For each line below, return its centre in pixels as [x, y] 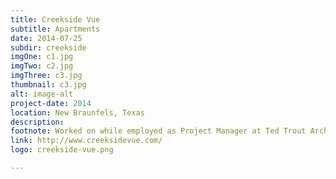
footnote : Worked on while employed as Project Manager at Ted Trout [158, 131]
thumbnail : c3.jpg [48, 85]
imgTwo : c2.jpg [42, 66]
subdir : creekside [48, 47]
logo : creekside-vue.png [62, 150]
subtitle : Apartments [55, 29]
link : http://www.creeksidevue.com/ [86, 141]
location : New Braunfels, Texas [77, 112]
